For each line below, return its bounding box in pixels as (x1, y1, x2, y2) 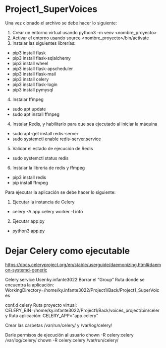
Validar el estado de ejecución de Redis (12, 145, 93, 151)
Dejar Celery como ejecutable (5, 245, 130, 257)
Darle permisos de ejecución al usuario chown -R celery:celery (5, 332, 134, 338)
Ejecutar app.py (12, 218, 45, 224)
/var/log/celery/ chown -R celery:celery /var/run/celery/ (5, 337, 119, 343)
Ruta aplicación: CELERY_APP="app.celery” (8, 312, 98, 319)
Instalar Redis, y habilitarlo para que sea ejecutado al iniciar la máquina (12, 121, 158, 127)
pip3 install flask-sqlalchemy (12, 55, 71, 61)
